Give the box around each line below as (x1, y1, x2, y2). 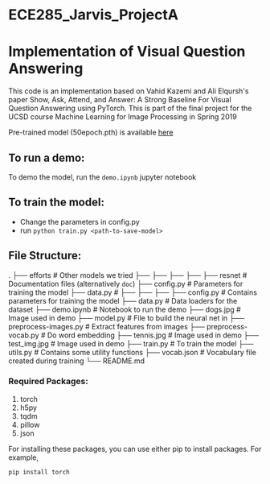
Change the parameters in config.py (19, 217, 141, 226)
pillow (19, 420, 40, 429)
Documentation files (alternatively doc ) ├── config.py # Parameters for (8, 279, 243, 288)
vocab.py (8, 330, 39, 340)
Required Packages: (8, 376, 88, 387)
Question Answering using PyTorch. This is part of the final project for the (8, 103, 252, 114)
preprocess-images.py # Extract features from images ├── (8, 321, 205, 331)
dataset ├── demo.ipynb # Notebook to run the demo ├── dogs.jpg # (8, 304, 241, 314)
